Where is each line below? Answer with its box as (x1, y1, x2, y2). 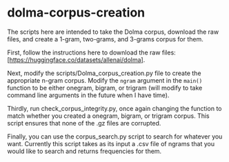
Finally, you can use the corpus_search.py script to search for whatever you (7, 132, 223, 141)
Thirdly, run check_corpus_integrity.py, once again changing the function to (7, 104, 222, 112)
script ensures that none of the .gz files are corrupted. (7, 119, 161, 127)
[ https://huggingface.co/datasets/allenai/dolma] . (7, 55, 146, 63)
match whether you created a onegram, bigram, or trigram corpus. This (7, 112, 210, 120)
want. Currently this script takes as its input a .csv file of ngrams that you (7, 139, 215, 148)
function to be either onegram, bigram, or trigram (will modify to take (7, 83, 203, 92)
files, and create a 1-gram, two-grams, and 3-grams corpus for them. (7, 34, 203, 43)
